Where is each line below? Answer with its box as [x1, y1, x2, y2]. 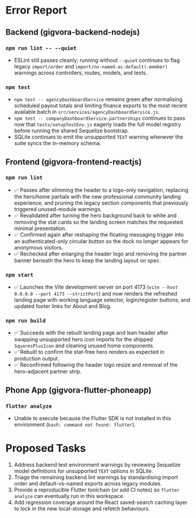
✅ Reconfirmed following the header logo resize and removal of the [14, 361, 178, 369]
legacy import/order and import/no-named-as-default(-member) [14, 63, 168, 70]
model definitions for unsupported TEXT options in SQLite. [14, 467, 154, 475]
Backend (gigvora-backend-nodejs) [5, 27, 140, 37]
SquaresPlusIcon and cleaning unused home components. [14, 342, 154, 349]
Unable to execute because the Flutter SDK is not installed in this [14, 415, 171, 422]
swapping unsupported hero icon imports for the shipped [14, 336, 154, 343]
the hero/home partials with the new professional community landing [14, 193, 181, 200]
